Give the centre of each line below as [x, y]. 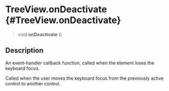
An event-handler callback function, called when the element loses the [80, 63]
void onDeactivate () [40, 34]
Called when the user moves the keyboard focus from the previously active [84, 78]
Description [24, 50]
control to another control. [33, 83]
